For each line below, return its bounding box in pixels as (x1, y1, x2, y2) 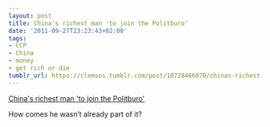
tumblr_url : (8, 72, 48, 80)
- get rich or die (8, 64, 70, 72)
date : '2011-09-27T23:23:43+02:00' (8, 27, 128, 35)
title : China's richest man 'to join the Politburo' (8, 19, 189, 27)
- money (8, 57, 35, 65)
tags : (8, 34, 27, 43)
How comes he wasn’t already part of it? (8, 109, 142, 119)
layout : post (8, 11, 52, 20)
